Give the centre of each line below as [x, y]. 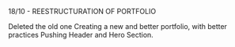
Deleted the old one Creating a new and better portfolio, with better [118, 26]
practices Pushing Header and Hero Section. [81, 35]
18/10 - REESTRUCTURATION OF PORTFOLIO [82, 11]
